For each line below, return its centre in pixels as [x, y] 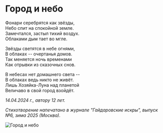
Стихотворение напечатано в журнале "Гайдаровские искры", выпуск [82, 110]
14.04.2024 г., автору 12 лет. [35, 100]
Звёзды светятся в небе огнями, [40, 48]
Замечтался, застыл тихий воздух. [42, 33]
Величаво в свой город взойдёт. [40, 90]
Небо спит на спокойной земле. [39, 28]
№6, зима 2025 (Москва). [33, 115]
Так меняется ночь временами [38, 59]
